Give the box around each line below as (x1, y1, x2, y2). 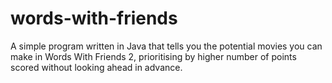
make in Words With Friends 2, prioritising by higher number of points (10, 50, 297, 62)
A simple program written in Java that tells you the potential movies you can (10, 40, 323, 52)
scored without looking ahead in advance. (10, 61, 183, 73)
